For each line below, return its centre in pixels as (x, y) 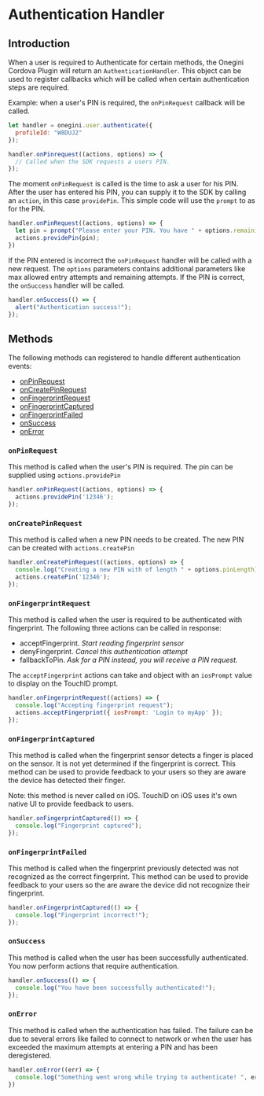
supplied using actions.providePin (64, 475)
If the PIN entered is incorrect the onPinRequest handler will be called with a (130, 260)
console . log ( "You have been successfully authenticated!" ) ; (115, 988)
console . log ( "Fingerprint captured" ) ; (79, 826)
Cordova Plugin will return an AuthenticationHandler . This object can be (125, 71)
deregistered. (30, 1055)
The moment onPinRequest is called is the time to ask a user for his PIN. (123, 184)
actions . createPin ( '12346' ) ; (63, 577)
